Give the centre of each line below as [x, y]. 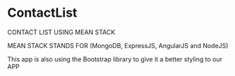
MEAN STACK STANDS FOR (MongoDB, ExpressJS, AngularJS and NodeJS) [118, 45]
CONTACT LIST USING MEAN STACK [61, 32]
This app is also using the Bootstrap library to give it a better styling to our [115, 59]
